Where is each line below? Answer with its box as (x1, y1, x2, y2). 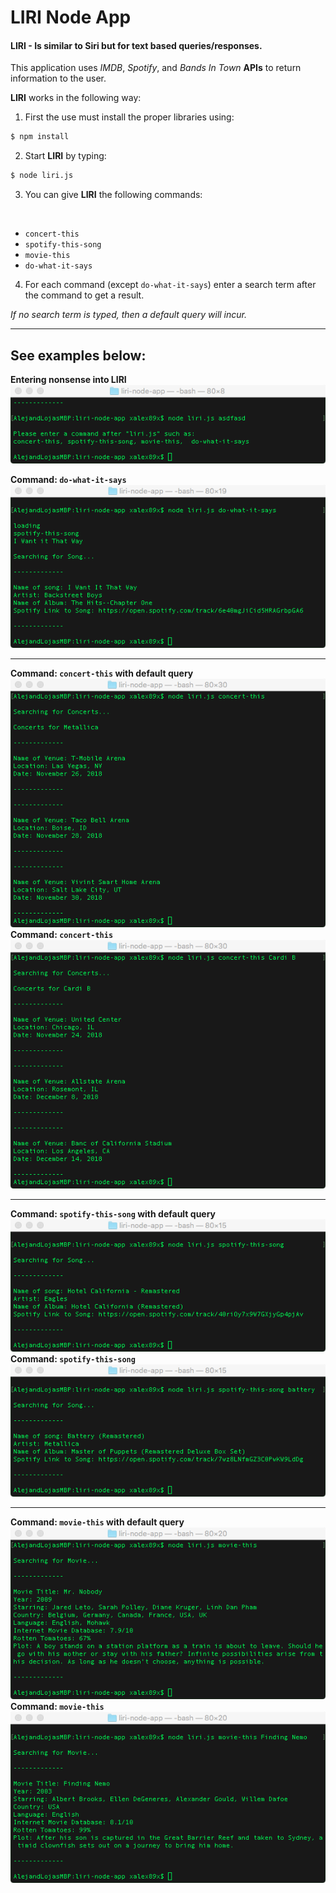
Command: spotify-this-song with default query (10, 1208, 217, 1220)
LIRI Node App (10, 6, 132, 29)
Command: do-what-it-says (10, 473, 127, 485)
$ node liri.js (10, 171, 74, 181)
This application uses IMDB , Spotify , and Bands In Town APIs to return (10, 62, 302, 74)
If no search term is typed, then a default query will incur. (10, 309, 248, 321)
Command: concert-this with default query (10, 667, 194, 680)
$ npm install (10, 132, 70, 142)
